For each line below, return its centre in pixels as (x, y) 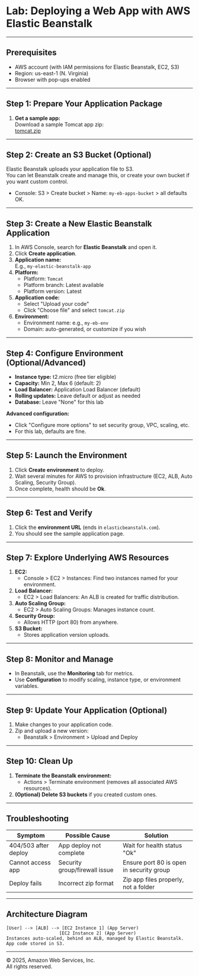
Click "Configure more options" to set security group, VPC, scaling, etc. (102, 425)
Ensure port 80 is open (155, 862)
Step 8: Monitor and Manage (60, 659)
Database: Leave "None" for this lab (59, 402)
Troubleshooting (38, 819)
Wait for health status (153, 845)
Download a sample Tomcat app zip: (59, 124)
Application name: (38, 260)
